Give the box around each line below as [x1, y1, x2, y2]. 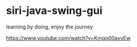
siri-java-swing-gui [6, 4, 102, 17]
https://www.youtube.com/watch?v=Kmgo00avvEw [6, 34, 131, 41]
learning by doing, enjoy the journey [6, 23, 94, 30]
